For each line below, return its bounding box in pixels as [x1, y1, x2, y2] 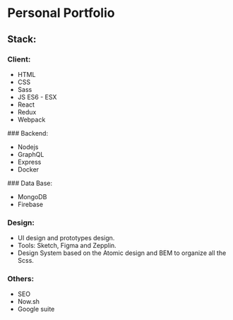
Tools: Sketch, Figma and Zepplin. [17, 242, 116, 250]
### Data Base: [7, 179, 53, 187]
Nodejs [17, 143, 39, 151]
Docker [17, 165, 40, 174]
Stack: [7, 33, 37, 45]
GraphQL [17, 150, 44, 158]
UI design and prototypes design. [17, 234, 115, 242]
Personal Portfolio [7, 5, 115, 21]
